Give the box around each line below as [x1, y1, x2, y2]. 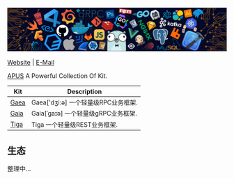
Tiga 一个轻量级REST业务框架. [31, 120, 118, 129]
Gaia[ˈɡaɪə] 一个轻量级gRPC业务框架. [31, 109, 138, 118]
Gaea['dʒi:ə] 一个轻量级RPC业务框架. [31, 98, 138, 107]
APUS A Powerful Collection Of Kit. [7, 72, 108, 80]
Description [67, 87, 102, 95]
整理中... [7, 164, 31, 173]
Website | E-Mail [7, 59, 54, 67]
